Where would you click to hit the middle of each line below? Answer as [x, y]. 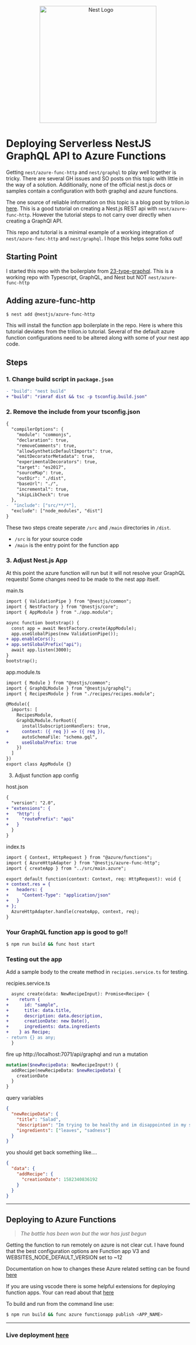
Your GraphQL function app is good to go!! [67, 932]
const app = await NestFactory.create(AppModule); [74, 628]
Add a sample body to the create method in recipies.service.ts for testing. [97, 972]
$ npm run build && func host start [50, 944]
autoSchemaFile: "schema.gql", [60, 737]
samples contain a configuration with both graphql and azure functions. [92, 191]
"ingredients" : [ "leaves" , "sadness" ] [64, 1130]
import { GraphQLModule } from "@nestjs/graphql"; [69, 688]
